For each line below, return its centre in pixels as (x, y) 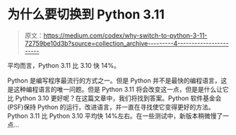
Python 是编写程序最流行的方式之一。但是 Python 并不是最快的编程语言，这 (117, 80)
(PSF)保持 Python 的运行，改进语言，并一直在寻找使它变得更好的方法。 (111, 107)
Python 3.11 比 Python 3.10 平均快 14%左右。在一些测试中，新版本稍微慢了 (115, 116)
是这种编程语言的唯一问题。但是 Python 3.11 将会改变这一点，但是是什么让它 (118, 89)
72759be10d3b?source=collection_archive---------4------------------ (126, 43)
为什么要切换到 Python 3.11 (86, 14)
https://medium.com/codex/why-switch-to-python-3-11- (125, 35)
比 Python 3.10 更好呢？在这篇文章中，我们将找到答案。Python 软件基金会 (114, 98)
